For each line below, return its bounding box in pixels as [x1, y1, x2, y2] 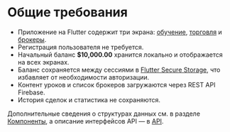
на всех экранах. [17, 57, 70, 66]
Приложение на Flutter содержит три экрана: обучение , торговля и [17, 28, 222, 36]
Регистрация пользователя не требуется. [17, 43, 144, 51]
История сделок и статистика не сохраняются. [17, 95, 161, 104]
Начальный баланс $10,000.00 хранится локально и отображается [17, 50, 224, 59]
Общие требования [7, 4, 128, 21]
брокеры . [17, 35, 47, 43]
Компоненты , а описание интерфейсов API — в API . [7, 116, 164, 125]
